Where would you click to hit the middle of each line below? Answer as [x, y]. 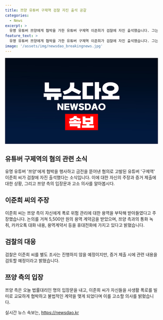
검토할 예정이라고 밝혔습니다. [32, 260]
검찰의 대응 [21, 242]
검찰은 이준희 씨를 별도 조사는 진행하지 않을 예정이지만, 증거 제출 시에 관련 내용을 [81, 254]
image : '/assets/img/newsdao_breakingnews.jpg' [54, 46]
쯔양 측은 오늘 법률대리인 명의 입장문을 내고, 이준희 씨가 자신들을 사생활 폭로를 [79, 290]
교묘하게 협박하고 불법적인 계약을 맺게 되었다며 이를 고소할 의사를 [75, 296]
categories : [17, 15]
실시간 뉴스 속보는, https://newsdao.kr [42, 312]
